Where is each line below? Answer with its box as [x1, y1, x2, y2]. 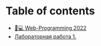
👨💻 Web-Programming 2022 [14, 24, 87, 31]
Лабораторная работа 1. [14, 33, 76, 40]
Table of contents [5, 4, 96, 18]
